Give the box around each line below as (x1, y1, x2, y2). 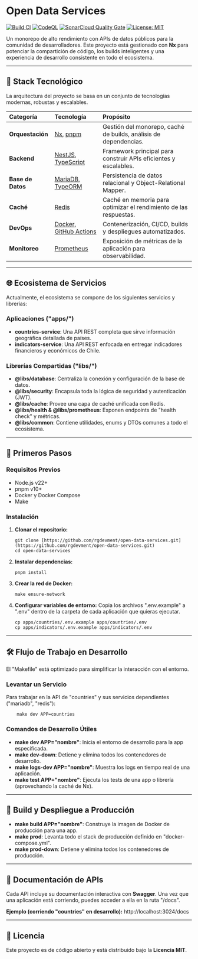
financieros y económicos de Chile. (14, 347, 101, 354)
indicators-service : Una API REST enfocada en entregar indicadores (14, 341, 183, 348)
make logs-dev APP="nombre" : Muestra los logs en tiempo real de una (14, 764, 190, 771)
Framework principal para (103, 146, 174, 155)
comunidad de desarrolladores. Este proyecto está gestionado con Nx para (6, 41, 189, 48)
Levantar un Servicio (6, 680, 67, 689)
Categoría (9, 112, 38, 120)
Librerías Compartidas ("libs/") (6, 361, 97, 370)
